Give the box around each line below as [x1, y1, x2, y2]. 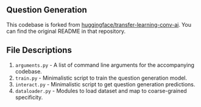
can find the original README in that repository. [6, 27, 126, 35]
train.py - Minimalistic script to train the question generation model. [15, 74, 188, 81]
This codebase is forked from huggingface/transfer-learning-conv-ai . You [6, 21, 192, 28]
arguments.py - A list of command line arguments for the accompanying [15, 61, 195, 69]
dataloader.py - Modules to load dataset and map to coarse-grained [15, 87, 187, 94]
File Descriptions [6, 45, 72, 55]
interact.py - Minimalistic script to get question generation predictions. [15, 80, 196, 88]
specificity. [15, 94, 43, 101]
